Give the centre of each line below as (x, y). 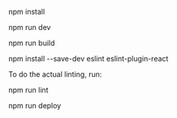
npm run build (32, 43)
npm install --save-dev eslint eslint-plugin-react (88, 59)
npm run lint (28, 90)
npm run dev (30, 27)
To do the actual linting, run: (55, 74)
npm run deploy (35, 105)
